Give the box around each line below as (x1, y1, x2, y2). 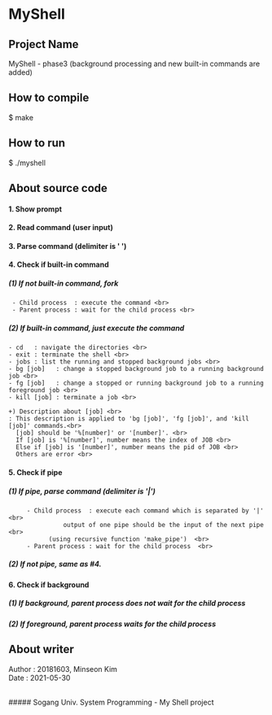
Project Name (8, 37, 79, 51)
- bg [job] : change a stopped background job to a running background (8, 365, 265, 373)
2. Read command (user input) (8, 223, 114, 233)
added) (8, 68, 33, 77)
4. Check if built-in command (8, 259, 109, 269)
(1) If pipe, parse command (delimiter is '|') (8, 486, 156, 496)
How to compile (8, 91, 90, 105)
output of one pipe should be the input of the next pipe (63, 521, 265, 529)
